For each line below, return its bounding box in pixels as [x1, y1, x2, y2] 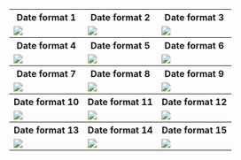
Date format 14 [87, 124, 153, 136]
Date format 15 [161, 124, 228, 136]
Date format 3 [164, 11, 224, 23]
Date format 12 [161, 96, 228, 108]
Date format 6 [164, 40, 224, 51]
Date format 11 [87, 96, 153, 108]
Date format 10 [13, 96, 80, 108]
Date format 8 [89, 68, 151, 80]
